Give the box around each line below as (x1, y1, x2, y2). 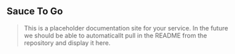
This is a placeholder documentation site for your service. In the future (23, 24, 229, 32)
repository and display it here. (23, 38, 110, 47)
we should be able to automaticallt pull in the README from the (23, 31, 208, 39)
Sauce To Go (6, 6, 63, 17)
